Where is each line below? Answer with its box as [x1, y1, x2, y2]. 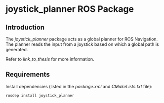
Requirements [5, 70, 50, 79]
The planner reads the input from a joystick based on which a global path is [5, 41, 160, 47]
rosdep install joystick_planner [5, 93, 75, 98]
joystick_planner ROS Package [5, 3, 134, 15]
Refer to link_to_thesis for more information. [5, 56, 94, 62]
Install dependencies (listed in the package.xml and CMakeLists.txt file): [5, 83, 153, 89]
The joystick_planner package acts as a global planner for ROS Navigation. [5, 36, 158, 42]
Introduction [5, 23, 45, 32]
